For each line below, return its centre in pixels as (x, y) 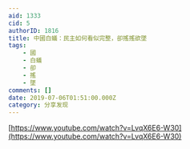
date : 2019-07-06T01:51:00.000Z (62, 98)
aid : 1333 (25, 16)
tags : (17, 46)
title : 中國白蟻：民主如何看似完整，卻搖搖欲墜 (78, 38)
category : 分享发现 (38, 105)
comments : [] (30, 90)
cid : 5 (19, 23)
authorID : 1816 (34, 30)
